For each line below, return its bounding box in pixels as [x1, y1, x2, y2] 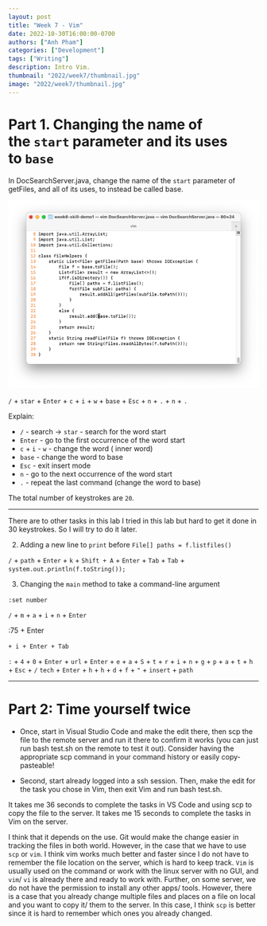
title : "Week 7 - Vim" [8, 21, 83, 29]
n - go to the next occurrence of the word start [19, 469, 172, 479]
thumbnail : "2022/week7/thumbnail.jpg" [8, 72, 141, 80]
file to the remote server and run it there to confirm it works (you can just [19, 736, 259, 744]
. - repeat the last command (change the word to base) [19, 478, 201, 488]
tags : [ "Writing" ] [8, 55, 69, 63]
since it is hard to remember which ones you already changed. [8, 908, 213, 918]
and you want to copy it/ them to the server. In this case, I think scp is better [8, 900, 256, 909]
